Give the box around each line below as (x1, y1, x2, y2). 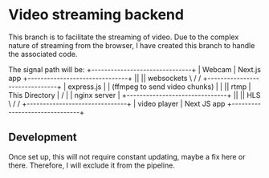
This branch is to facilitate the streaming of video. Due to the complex (8, 32, 239, 42)
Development (8, 131, 78, 144)
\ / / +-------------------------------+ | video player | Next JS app (8, 99, 226, 108)
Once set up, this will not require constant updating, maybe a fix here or (8, 152, 247, 161)
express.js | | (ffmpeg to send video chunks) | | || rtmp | (67, 82, 251, 91)
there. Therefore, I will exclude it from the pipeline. (8, 160, 175, 170)
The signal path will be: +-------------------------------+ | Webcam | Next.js (8, 64, 261, 74)
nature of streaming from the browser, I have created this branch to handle (8, 40, 255, 50)
